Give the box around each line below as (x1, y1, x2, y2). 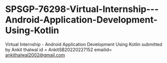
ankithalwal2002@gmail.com (5, 51, 65, 58)
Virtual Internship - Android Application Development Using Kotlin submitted (5, 41, 162, 47)
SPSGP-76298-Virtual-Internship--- (5, 3, 159, 15)
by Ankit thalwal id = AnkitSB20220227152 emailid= (5, 46, 112, 52)
